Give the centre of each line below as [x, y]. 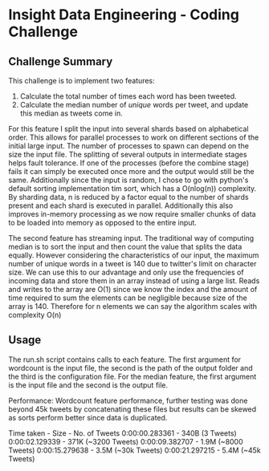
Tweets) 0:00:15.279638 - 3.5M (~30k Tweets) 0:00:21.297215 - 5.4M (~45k [134, 450]
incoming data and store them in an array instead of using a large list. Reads [134, 281]
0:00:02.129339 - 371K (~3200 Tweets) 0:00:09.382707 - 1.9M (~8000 [126, 441]
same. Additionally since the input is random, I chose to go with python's [128, 180]
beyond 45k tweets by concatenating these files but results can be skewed [132, 409]
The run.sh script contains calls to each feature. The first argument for [125, 359]
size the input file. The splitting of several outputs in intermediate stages [128, 154]
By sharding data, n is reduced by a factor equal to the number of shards [128, 197]
